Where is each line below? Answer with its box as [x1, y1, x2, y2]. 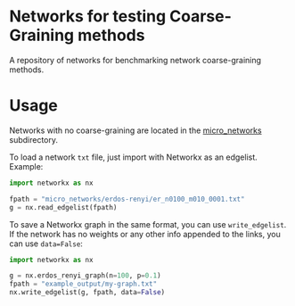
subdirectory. [9, 134, 59, 145]
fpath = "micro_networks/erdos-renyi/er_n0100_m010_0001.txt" [9, 194, 245, 203]
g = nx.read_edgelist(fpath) [9, 203, 118, 211]
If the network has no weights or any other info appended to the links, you [9, 228, 281, 239]
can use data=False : [9, 238, 83, 249]
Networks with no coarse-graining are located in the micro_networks [9, 125, 262, 136]
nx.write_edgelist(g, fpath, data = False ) [9, 288, 166, 297]
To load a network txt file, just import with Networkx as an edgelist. [9, 152, 258, 162]
